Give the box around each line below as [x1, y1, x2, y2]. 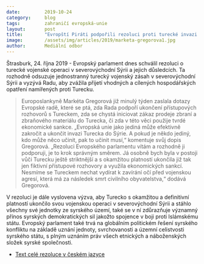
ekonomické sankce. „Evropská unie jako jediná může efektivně [21, 123, 181, 130]
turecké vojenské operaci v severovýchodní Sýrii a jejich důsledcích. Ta [6, 66, 186, 73]
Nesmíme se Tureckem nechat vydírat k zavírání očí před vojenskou [21, 168, 192, 176]
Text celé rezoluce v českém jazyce [15, 251, 105, 258]
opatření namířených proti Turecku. [6, 85, 94, 93]
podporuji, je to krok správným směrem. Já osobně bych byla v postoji [21, 149, 198, 156]
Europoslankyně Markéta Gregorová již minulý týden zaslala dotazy [21, 97, 191, 104]
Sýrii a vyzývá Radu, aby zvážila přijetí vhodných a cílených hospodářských [6, 79, 196, 86]
